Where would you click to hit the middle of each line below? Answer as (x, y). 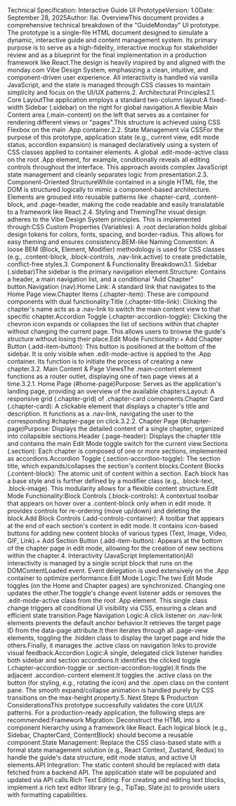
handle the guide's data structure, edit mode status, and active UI (102, 757)
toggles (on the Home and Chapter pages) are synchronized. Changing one (117, 586)
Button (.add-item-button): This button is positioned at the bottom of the (112, 346)
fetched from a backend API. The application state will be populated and (112, 772)
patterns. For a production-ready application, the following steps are (106, 712)
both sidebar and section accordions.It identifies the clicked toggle (104, 660)
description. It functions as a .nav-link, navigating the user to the (100, 414)
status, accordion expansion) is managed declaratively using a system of (113, 145)
